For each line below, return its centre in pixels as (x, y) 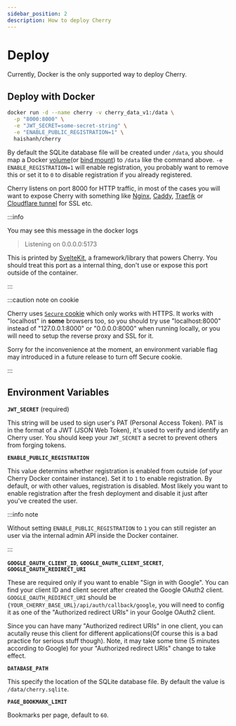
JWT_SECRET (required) (38, 409)
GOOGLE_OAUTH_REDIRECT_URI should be (62, 598)
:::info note (23, 515)
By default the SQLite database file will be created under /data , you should (115, 152)
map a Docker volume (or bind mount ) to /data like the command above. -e (115, 159)
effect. (17, 656)
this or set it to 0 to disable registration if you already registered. (100, 174)
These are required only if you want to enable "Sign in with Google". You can (118, 583)
